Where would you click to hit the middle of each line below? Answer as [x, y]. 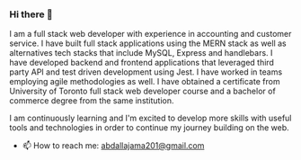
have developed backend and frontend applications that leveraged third [142, 63]
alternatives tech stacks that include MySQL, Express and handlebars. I [141, 53]
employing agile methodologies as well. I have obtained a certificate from [145, 82]
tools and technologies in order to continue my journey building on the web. [149, 128]
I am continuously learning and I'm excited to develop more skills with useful [150, 118]
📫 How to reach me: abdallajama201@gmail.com [113, 146]
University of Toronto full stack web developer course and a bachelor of [142, 91]
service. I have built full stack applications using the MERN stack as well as [148, 43]
